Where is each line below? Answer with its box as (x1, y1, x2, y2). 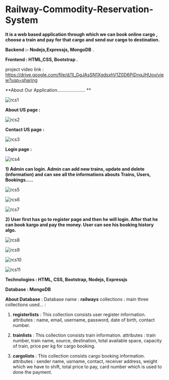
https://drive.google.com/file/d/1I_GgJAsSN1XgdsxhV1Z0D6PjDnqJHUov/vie (5, 71, 164, 77)
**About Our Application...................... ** (5, 87, 91, 93)
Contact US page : (5, 126, 45, 132)
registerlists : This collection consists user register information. (12, 311, 146, 317)
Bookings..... (5, 177, 33, 183)
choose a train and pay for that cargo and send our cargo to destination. (5, 37, 160, 43)
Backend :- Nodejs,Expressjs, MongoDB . (5, 46, 94, 52)
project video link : (5, 66, 44, 72)
